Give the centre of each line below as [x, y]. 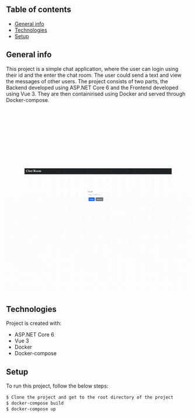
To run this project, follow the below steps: [57, 386]
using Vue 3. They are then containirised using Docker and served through [96, 94]
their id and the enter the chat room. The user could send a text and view [94, 75]
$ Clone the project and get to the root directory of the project [90, 397]
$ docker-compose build [35, 403]
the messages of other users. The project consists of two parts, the [87, 81]
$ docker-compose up [31, 409]
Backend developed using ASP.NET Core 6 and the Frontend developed [92, 87]
